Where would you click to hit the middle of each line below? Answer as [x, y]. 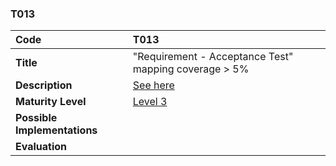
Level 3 [150, 102]
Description [44, 85]
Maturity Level [51, 102]
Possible [36, 118]
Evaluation [41, 147]
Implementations [56, 130]
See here [153, 85]
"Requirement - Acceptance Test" [213, 57]
